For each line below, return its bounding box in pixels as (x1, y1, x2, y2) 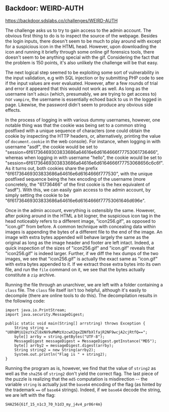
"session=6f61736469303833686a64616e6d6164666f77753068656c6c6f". (5, 159, 164, 166)
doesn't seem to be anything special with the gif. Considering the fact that (5, 54, 159, 60)
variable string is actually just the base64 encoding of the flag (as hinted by (5, 381, 162, 387)
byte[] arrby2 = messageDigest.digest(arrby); (14, 343, 114, 348)
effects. (5, 107, 21, 113)
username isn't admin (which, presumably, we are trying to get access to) (5, 91, 157, 97)
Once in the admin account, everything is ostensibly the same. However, (5, 207, 155, 213)
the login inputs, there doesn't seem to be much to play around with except (5, 38, 161, 44)
